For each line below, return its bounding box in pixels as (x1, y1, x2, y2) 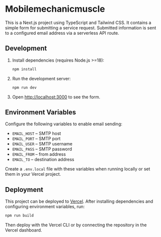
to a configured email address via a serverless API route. (5, 30, 119, 36)
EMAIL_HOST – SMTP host (12, 131, 61, 137)
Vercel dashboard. (5, 227, 43, 233)
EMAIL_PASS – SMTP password (12, 146, 72, 152)
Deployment (5, 185, 44, 194)
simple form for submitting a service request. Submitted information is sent (5, 24, 157, 30)
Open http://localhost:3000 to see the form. (12, 94, 100, 100)
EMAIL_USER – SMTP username (12, 141, 72, 147)
